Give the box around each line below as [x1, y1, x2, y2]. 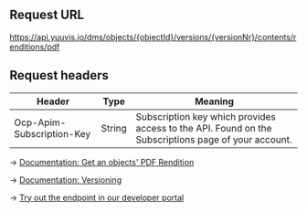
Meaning [195, 95, 235, 108]
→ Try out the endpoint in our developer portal [9, 192, 185, 203]
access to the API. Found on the [135, 122, 272, 134]
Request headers [9, 68, 110, 83]
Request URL [9, 7, 85, 23]
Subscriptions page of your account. [135, 132, 292, 145]
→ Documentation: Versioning [9, 174, 122, 185]
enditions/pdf [9, 41, 60, 52]
